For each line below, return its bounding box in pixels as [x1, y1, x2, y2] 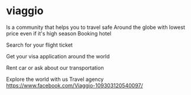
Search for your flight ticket [6, 41, 73, 48]
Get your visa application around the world [6, 53, 110, 60]
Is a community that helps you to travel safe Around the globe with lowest [6, 24, 185, 31]
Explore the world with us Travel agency [6, 76, 104, 83]
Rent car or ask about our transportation [6, 64, 104, 71]
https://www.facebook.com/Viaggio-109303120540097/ [6, 81, 143, 89]
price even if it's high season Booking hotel [6, 30, 111, 37]
